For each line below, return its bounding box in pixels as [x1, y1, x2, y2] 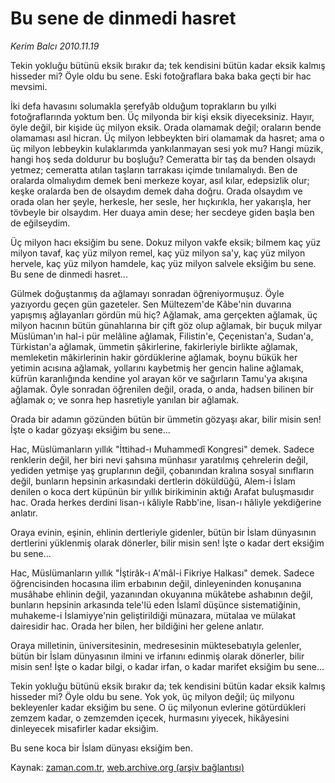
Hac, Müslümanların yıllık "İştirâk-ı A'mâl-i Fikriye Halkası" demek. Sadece [10, 567, 315, 579]
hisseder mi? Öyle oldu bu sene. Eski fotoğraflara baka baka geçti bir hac [10, 70, 312, 82]
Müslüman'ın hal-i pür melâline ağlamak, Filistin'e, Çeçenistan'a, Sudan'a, [10, 330, 314, 342]
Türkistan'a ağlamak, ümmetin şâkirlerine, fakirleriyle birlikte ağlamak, [10, 340, 298, 352]
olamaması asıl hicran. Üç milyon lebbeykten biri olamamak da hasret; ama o [10, 132, 325, 144]
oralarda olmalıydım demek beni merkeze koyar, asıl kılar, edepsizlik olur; [10, 174, 310, 186]
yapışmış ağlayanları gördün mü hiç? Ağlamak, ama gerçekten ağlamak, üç [10, 308, 318, 321]
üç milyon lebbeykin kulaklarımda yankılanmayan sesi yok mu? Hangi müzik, [10, 142, 324, 154]
